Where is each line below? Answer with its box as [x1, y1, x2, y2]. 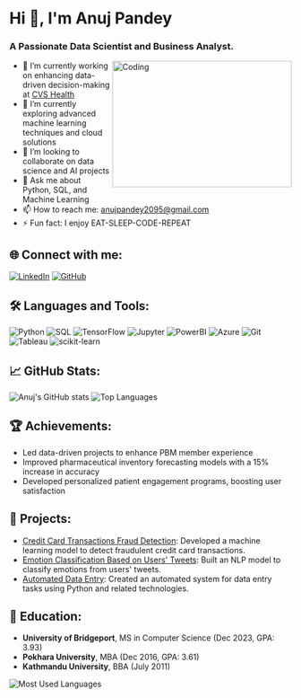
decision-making [47, 80, 110, 91]
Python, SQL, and [21, 184, 88, 196]
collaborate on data [21, 156, 95, 167]
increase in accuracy [21, 466, 100, 477]
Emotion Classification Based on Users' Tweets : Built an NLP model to [21, 554, 281, 565]
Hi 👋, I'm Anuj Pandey [9, 8, 173, 29]
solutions [21, 137, 56, 147]
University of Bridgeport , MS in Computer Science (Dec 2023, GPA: [21, 632, 275, 643]
